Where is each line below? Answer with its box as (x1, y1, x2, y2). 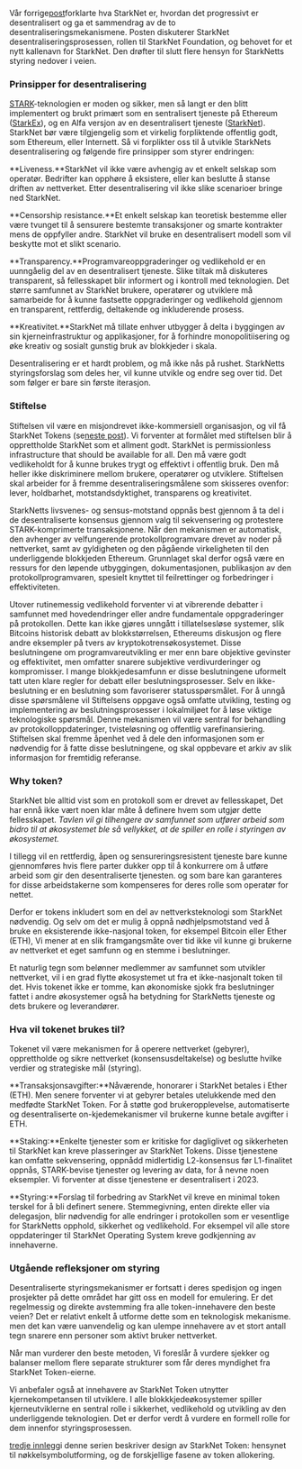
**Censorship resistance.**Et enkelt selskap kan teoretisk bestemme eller (9, 210, 288, 221)
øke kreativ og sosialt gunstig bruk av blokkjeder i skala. (9, 341, 218, 351)
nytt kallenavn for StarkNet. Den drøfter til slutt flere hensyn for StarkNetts (9, 46, 285, 57)
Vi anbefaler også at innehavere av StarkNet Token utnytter (9, 1384, 229, 1395)
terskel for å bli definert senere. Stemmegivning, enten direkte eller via (9, 1201, 271, 1212)
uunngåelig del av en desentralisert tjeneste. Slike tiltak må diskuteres (9, 266, 268, 277)
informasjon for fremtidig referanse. (9, 752, 142, 762)
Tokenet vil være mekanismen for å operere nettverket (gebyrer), (9, 1044, 250, 1054)
